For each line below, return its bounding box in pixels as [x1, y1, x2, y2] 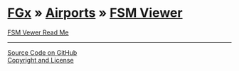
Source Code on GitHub [7, 48, 78, 57]
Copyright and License [7, 56, 74, 64]
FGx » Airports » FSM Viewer [7, 5, 183, 21]
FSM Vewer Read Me [7, 28, 69, 37]
